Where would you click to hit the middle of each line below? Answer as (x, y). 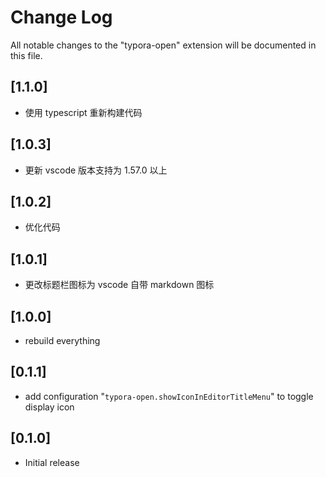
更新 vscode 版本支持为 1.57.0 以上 (96, 170)
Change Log (61, 17)
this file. (26, 55)
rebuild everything (62, 340)
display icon (49, 407)
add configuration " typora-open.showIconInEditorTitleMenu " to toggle (169, 396)
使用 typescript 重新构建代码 (83, 112)
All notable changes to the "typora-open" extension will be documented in (163, 45)
